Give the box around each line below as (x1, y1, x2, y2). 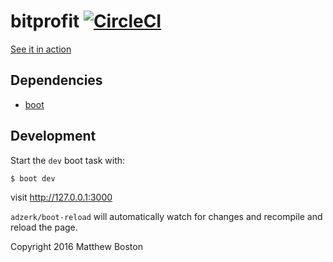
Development (10, 128, 97, 145)
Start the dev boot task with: (10, 154, 126, 166)
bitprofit (10, 10, 80, 33)
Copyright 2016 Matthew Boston (10, 240, 143, 252)
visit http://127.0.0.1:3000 (10, 191, 113, 203)
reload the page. (10, 221, 78, 233)
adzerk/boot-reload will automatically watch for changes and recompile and (10, 210, 323, 222)
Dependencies (10, 72, 103, 89)
